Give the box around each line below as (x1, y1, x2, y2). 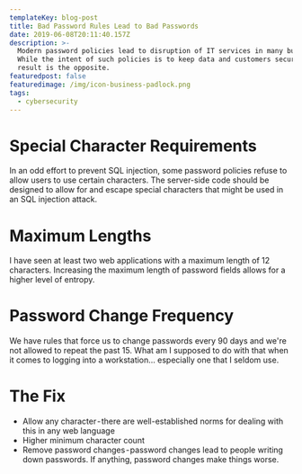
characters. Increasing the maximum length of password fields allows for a (9, 264, 286, 275)
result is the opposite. (17, 64, 111, 73)
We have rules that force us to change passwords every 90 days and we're (9, 335, 288, 346)
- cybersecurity (17, 96, 78, 106)
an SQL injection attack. (9, 194, 98, 205)
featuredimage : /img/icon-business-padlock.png (9, 80, 191, 89)
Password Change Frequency (9, 306, 235, 326)
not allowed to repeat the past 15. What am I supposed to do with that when (9, 345, 289, 356)
